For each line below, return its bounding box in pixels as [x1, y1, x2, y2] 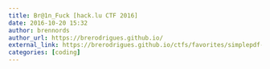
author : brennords [8, 26, 70, 34]
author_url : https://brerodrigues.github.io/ [8, 33, 163, 42]
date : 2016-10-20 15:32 [8, 19, 88, 27]
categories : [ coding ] [8, 48, 81, 56]
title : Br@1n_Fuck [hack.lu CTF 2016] [8, 11, 138, 20]
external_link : [8, 41, 59, 49]
